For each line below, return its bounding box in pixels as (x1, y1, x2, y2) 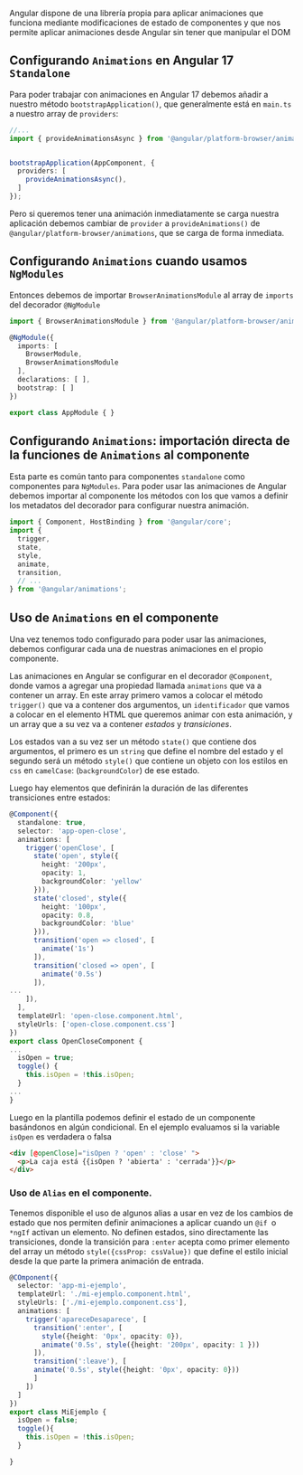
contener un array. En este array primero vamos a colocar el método (9, 690, 263, 700)
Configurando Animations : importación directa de (9, 433, 290, 449)
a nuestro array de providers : (9, 108, 119, 118)
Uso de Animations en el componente (9, 610, 219, 625)
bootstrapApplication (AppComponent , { (9, 158, 155, 167)
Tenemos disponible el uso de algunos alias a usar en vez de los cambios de (9, 1207, 294, 1218)
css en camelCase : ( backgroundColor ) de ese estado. (9, 765, 200, 776)
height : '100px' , (41, 902, 106, 912)
